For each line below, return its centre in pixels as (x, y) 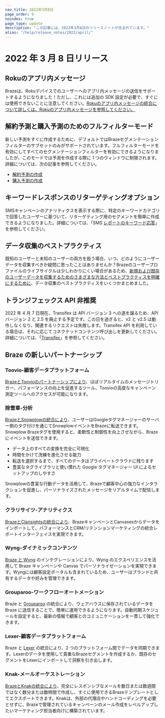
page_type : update (24, 23)
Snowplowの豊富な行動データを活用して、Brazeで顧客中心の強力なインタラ (82, 484)
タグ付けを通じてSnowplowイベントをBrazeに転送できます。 (79, 426)
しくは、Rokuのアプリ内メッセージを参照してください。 (79, 109)
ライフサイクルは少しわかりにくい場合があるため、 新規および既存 (93, 271)
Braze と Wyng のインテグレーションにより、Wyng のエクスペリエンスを (79, 559)
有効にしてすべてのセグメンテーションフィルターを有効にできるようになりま (82, 151)
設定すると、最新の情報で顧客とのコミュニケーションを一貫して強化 (87, 616)
